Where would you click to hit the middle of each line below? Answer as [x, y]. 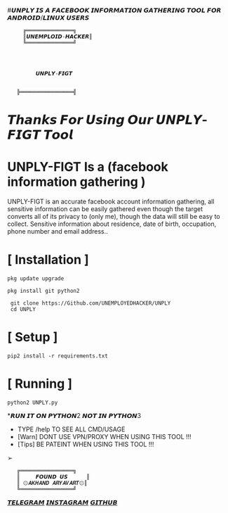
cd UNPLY [23, 310]
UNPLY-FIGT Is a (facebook [88, 167]
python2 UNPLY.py [33, 403]
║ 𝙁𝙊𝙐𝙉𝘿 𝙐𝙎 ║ [53, 477]
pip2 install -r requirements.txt [58, 356]
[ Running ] [40, 384]
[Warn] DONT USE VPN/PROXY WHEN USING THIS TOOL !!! [104, 436]
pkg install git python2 [43, 291]
